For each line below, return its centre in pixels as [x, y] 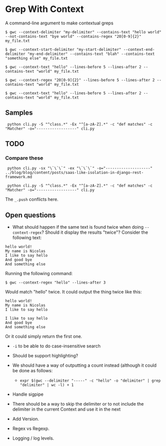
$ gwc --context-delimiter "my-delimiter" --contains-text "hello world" [83, 32]
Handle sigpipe [28, 394]
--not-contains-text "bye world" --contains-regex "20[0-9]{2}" [73, 36]
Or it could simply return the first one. [44, 336]
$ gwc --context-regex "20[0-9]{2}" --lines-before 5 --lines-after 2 [80, 80]
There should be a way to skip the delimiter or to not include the [78, 404]
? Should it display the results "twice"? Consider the [95, 232]
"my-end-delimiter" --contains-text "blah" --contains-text [91, 54]
